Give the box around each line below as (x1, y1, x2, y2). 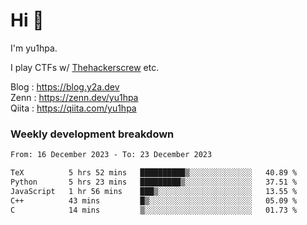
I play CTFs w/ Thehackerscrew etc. (10, 61, 160, 73)
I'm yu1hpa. (10, 42, 58, 54)
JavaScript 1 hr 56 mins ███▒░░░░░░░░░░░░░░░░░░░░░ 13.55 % (10, 186, 298, 196)
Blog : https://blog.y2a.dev (10, 80, 120, 93)
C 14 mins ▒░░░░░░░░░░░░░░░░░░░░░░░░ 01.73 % (10, 205, 298, 215)
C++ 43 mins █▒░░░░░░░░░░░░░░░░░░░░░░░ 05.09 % (10, 195, 298, 206)
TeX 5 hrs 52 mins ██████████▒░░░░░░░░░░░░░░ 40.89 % (10, 168, 298, 178)
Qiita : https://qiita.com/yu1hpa (10, 102, 137, 114)
